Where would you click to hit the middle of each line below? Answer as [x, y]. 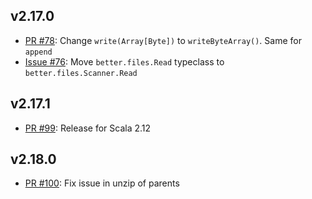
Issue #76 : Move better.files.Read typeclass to [124, 61]
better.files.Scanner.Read [81, 73]
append [38, 52]
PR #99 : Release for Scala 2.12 [88, 128]
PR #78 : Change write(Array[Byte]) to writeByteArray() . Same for [163, 40]
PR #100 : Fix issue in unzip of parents [102, 183]
